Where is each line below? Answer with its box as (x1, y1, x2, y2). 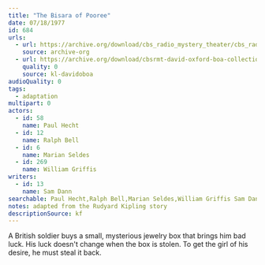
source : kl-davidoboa (22, 70, 93, 78)
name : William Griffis (22, 166, 97, 174)
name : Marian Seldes (22, 151, 90, 159)
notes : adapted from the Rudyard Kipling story (8, 202, 168, 210)
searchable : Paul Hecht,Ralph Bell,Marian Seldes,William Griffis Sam (8, 195, 245, 203)
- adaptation (15, 92, 58, 100)
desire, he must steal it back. (8, 248, 103, 257)
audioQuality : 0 (8, 77, 62, 85)
